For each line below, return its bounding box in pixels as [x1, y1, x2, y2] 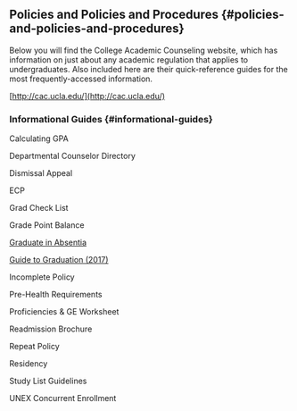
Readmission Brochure [9, 323, 93, 334]
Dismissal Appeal [9, 168, 73, 179]
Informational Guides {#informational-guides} [9, 113, 213, 125]
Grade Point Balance [9, 220, 85, 231]
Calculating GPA [9, 133, 69, 144]
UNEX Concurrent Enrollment [9, 393, 117, 404]
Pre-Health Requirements [9, 289, 103, 300]
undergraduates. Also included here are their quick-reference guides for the [9, 63, 288, 74]
